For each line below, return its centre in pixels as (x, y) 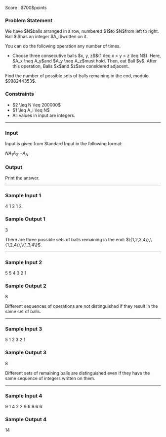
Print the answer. (22, 178)
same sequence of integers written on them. (50, 378)
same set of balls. (23, 312)
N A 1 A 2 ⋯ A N (17, 154)
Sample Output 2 (26, 286)
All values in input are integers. (44, 115)
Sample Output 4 (26, 419)
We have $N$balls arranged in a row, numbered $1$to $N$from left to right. (82, 31)
